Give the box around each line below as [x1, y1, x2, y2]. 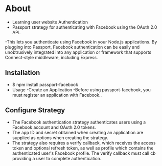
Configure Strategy [5, 106, 65, 115]
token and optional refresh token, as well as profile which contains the [12, 145, 154, 151]
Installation [5, 69, 40, 77]
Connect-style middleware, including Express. [5, 54, 98, 60]
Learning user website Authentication [12, 19, 88, 25]
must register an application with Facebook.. [12, 92, 102, 98]
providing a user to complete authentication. [12, 155, 102, 161]
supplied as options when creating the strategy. [12, 135, 109, 141]
